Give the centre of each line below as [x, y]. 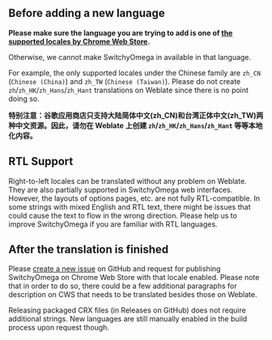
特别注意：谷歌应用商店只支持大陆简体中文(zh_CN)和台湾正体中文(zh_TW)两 [136, 115]
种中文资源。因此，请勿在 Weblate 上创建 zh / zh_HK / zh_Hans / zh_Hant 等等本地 [136, 125]
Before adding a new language [87, 13]
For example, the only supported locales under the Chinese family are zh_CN [135, 73]
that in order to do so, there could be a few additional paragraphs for [123, 286]
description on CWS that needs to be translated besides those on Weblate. [133, 295]
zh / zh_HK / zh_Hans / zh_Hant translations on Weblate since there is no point [129, 90]
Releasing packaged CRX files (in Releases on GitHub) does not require [127, 310]
